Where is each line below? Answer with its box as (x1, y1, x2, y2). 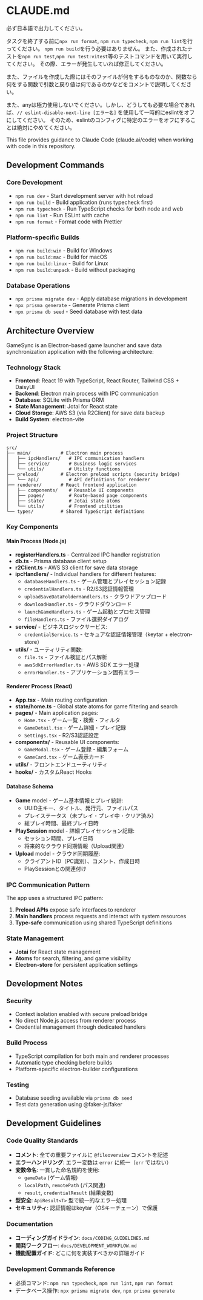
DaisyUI (15, 384, 35, 391)
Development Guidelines (6, 1118, 102, 1129)
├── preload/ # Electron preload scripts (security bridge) (6, 471, 181, 477)
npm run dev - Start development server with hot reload (15, 192, 153, 199)
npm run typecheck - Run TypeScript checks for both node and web (15, 205, 184, 212)
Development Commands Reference (6, 1265, 115, 1273)
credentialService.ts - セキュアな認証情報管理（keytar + (24, 631, 168, 638)
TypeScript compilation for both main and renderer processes (15, 1052, 170, 1060)
